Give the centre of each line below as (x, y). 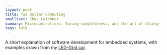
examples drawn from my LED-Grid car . (46, 48)
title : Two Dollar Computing (35, 14)
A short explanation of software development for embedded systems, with (81, 42)
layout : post (19, 10)
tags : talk (16, 28)
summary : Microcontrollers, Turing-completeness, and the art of (74, 24)
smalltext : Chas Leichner (32, 19)
